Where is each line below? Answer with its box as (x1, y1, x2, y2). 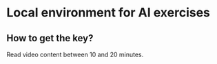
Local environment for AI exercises (6, 5, 211, 21)
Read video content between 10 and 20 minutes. (6, 50, 144, 58)
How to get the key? (6, 32, 94, 44)
